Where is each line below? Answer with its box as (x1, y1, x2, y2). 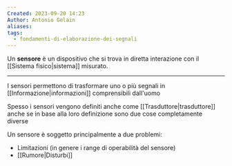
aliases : (7, 23, 32, 30)
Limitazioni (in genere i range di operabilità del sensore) (17, 144, 176, 152)
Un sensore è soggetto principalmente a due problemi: (7, 130, 162, 138)
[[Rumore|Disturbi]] (17, 151, 73, 159)
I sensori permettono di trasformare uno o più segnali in (7, 82, 166, 90)
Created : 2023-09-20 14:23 (7, 10, 85, 17)
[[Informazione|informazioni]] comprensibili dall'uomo (7, 89, 161, 97)
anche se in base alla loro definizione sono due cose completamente (7, 110, 202, 118)
